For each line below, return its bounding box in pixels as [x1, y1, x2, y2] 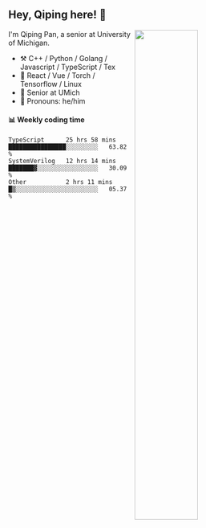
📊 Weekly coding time [8, 115, 86, 125]
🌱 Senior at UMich [19, 88, 80, 97]
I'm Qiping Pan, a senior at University [8, 29, 131, 39]
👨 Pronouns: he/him [19, 96, 86, 105]
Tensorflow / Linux [19, 79, 83, 88]
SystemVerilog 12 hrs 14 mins [8, 158, 116, 166]
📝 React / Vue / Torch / [19, 70, 96, 80]
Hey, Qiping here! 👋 [8, 8, 107, 22]
